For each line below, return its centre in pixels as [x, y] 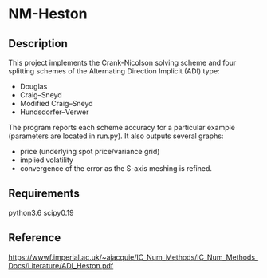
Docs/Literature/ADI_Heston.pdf [61, 265]
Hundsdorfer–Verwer [54, 112]
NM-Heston [48, 14]
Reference [35, 238]
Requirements [44, 194]
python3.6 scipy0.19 [41, 212]
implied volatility [47, 160]
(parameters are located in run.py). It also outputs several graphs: [116, 136]
